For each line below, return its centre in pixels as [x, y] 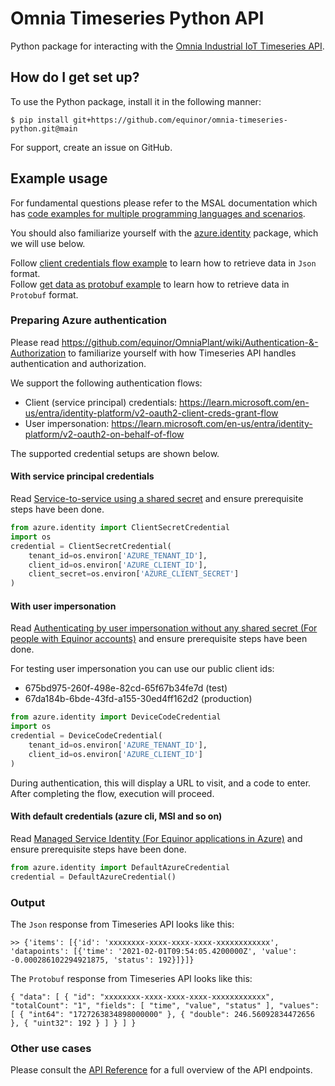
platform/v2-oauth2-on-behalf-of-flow [104, 434]
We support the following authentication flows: [106, 383]
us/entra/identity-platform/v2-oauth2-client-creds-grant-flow [151, 413]
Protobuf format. [44, 294]
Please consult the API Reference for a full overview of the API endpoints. [161, 1070]
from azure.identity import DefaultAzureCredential [120, 867]
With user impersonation [63, 606]
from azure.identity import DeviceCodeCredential [116, 717]
